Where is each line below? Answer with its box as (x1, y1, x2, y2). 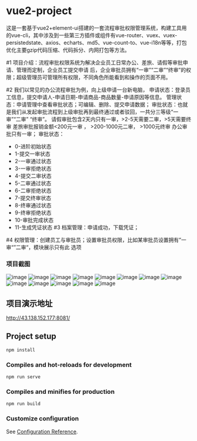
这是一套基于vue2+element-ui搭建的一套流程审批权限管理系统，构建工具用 (6, 24, 187, 31)
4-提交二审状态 (14, 172, 52, 179)
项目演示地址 (6, 299, 53, 309)
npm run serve (6, 374, 41, 380)
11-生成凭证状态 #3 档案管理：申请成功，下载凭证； (14, 224, 139, 231)
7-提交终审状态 (14, 194, 52, 201)
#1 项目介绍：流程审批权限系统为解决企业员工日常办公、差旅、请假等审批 (6, 59, 183, 66)
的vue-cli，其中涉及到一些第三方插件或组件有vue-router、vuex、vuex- (6, 31, 178, 39)
